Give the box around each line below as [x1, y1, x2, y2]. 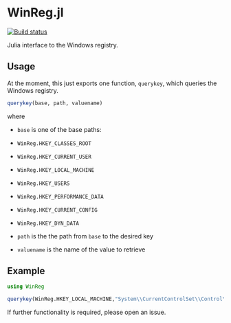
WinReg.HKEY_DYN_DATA [16, 220, 79, 227]
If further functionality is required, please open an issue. [7, 308, 166, 317]
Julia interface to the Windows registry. [7, 41, 119, 49]
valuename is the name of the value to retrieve [16, 245, 146, 254]
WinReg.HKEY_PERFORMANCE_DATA [16, 193, 104, 200]
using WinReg [7, 283, 45, 290]
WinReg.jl [7, 5, 64, 21]
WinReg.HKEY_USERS [16, 180, 70, 187]
